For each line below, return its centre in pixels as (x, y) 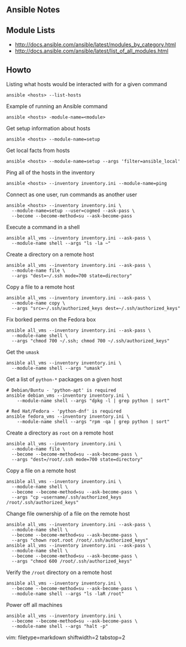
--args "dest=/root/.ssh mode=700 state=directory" (77, 460)
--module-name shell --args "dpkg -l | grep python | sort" (93, 401)
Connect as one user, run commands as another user (72, 195)
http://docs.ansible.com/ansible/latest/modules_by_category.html (95, 45)
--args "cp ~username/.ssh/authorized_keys (66, 497)
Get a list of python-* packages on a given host (64, 379)
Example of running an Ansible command (57, 107)
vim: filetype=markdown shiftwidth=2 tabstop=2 (66, 637)
